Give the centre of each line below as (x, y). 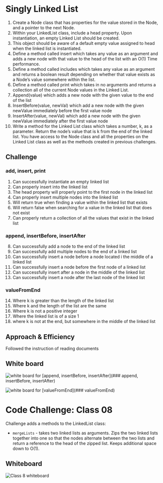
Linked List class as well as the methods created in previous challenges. (84, 141)
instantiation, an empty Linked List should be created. (66, 38)
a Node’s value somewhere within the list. (54, 80)
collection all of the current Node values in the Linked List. (71, 90)
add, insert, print (25, 171)
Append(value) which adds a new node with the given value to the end (83, 95)
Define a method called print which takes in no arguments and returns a (84, 84)
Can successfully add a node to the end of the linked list (69, 246)
